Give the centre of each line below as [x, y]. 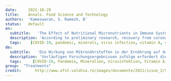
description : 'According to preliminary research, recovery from [81, 38]
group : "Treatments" [28, 66]
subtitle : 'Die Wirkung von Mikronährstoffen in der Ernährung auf [85, 52]
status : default [25, 24]
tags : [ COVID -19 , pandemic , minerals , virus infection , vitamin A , [86, 43]
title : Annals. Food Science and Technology [57, 15]
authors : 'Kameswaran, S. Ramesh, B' [46, 19]
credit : [13, 71]
